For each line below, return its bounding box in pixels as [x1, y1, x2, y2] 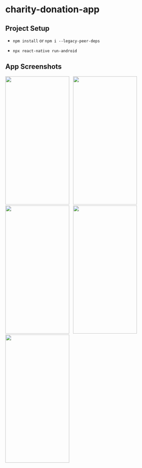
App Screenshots [5, 63, 62, 71]
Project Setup [5, 24, 50, 33]
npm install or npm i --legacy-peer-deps [12, 37, 100, 44]
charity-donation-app [5, 4, 100, 15]
